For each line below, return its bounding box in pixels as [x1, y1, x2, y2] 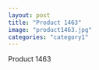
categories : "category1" [8, 33, 89, 41]
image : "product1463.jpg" [8, 26, 92, 33]
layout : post [8, 11, 51, 19]
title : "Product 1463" [8, 19, 82, 26]
